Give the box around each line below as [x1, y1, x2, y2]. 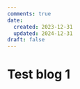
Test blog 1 [7, 67, 71, 83]
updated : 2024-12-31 [13, 29, 73, 37]
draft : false [7, 36, 45, 43]
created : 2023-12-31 [13, 23, 73, 30]
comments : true [7, 10, 51, 18]
